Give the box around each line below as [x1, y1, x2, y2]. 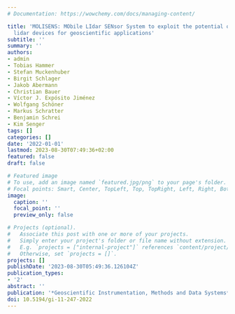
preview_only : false [13, 212, 73, 219]
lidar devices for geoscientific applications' [13, 29, 155, 36]
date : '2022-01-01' [7, 140, 64, 147]
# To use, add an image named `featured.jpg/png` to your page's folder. [7, 179, 227, 186]
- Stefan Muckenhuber [7, 68, 71, 76]
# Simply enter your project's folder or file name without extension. [7, 237, 227, 244]
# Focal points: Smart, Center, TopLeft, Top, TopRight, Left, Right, [7, 185, 218, 193]
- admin [7, 55, 30, 63]
